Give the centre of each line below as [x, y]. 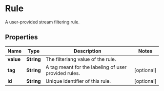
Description [87, 51]
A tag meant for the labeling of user [86, 67]
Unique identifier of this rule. [78, 81]
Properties [21, 37]
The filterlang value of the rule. [81, 59]
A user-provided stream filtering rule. [42, 22]
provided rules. [63, 73]
